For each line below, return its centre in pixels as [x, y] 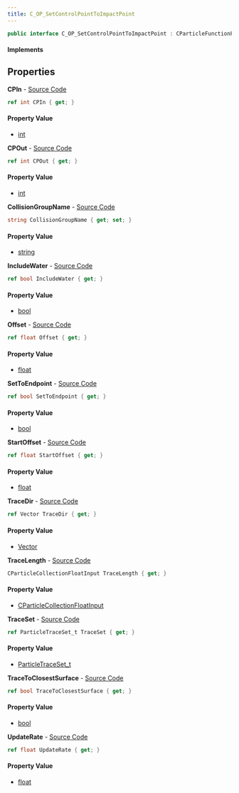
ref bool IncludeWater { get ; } [55, 279]
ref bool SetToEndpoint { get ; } [57, 396]
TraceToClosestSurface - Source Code [65, 677]
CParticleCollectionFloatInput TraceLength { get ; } [87, 573]
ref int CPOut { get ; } [43, 161]
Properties [31, 72]
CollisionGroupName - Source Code [61, 207]
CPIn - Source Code [37, 89]
